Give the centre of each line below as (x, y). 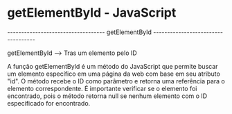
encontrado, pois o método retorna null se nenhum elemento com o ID (107, 96)
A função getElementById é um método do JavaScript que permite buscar (113, 66)
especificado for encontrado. (49, 103)
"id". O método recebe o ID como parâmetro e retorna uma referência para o (116, 81)
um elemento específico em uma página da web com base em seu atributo (114, 74)
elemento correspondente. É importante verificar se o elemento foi (102, 88)
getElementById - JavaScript (92, 13)
